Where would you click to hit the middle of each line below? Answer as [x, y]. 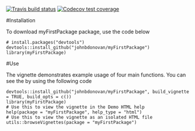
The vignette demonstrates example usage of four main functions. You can [96, 75]
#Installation [21, 20]
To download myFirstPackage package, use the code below [78, 32]
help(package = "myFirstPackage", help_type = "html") [74, 112]
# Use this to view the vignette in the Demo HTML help [75, 107]
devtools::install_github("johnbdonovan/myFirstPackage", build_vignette [98, 92]
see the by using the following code [49, 81]
